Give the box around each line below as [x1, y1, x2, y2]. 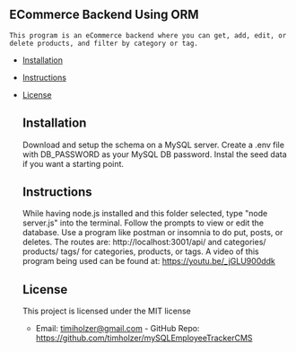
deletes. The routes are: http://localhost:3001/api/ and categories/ [22, 237, 266, 248]
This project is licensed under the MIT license [22, 305, 191, 317]
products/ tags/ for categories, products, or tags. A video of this [22, 246, 259, 257]
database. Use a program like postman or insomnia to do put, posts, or [22, 227, 283, 238]
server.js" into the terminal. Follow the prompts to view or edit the [22, 217, 265, 228]
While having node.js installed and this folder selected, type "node [22, 208, 268, 219]
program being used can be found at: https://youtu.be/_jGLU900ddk [22, 256, 276, 267]
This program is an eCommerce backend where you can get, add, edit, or [9, 31, 287, 40]
